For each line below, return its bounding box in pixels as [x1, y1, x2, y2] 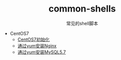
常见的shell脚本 [66, 20, 98, 26]
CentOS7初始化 [17, 36, 50, 42]
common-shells [48, 3, 116, 15]
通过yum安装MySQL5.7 [17, 49, 66, 55]
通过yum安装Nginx [17, 42, 57, 48]
